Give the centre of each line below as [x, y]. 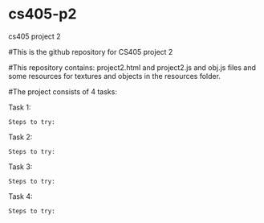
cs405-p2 [43, 14]
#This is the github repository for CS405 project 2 [91, 52]
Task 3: [20, 167]
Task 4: [20, 196]
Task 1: [20, 107]
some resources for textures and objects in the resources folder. [114, 76]
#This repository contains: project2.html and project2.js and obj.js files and [132, 67]
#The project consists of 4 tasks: [63, 91]
